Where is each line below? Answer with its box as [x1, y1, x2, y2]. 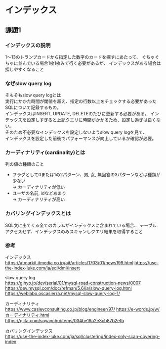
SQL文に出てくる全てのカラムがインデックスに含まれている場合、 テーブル [5, 222, 157, 228]
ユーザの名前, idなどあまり [12, 190, 67, 196]
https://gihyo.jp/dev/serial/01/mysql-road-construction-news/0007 [5, 280, 141, 286]
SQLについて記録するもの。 [5, 104, 62, 110]
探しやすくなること [5, 66, 44, 72]
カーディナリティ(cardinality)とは [5, 149, 85, 156]
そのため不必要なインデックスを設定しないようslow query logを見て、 [5, 129, 147, 135]
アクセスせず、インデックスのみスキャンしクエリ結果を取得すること [5, 228, 143, 234]
